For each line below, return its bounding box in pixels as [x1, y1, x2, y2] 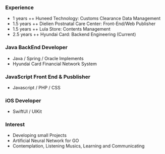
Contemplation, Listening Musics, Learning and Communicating [12, 143, 145, 149]
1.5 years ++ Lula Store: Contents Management [12, 26, 111, 32]
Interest [5, 121, 25, 128]
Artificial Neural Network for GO [12, 137, 79, 144]
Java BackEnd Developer [5, 44, 68, 51]
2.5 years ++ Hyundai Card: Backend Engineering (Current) [12, 32, 136, 38]
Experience [5, 4, 34, 11]
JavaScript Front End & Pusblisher [5, 73, 91, 80]
